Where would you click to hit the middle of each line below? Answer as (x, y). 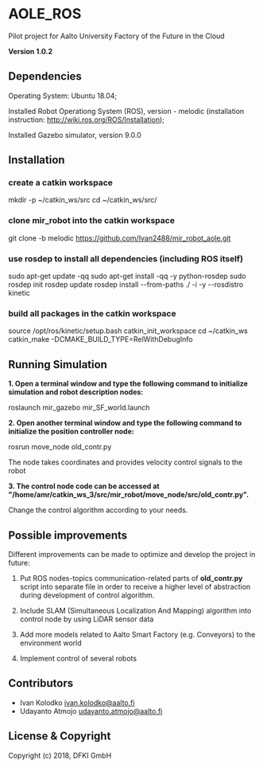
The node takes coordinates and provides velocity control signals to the (126, 462)
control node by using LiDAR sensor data (87, 619)
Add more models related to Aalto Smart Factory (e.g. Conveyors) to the (137, 634)
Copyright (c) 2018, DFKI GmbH (60, 755)
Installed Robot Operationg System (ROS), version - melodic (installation (126, 111)
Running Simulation (58, 364)
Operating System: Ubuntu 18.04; (63, 96)
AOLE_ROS (45, 14)
